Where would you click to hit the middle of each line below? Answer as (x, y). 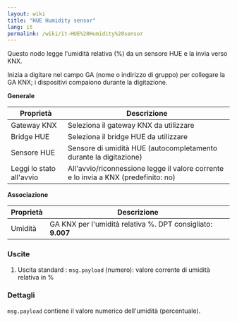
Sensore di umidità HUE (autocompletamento (142, 148)
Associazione (28, 195)
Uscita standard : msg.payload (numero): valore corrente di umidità (114, 270)
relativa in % (36, 277)
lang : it (20, 27)
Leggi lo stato (34, 169)
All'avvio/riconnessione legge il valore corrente (146, 169)
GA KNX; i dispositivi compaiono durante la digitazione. (87, 83)
